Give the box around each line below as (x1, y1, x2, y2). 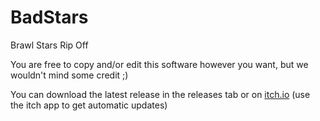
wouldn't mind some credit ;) (10, 69, 129, 81)
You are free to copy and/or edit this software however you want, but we (10, 58, 309, 70)
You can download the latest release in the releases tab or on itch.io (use (10, 88, 311, 100)
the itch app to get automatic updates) (10, 99, 168, 111)
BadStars (10, 6, 89, 29)
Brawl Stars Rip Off (10, 39, 89, 51)
